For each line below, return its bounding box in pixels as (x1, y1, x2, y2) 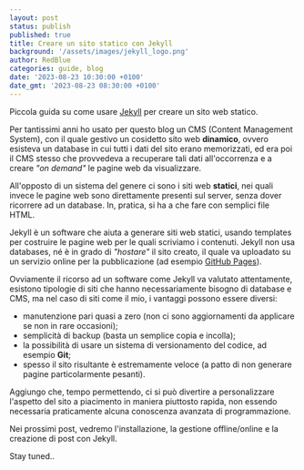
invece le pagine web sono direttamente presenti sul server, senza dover (9, 189, 282, 200)
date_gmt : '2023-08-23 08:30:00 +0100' (9, 81, 161, 90)
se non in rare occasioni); (22, 320, 118, 331)
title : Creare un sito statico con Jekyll (9, 38, 173, 48)
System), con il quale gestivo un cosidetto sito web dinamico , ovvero (9, 133, 269, 144)
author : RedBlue (9, 56, 71, 65)
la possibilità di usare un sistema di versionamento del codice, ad (22, 339, 267, 351)
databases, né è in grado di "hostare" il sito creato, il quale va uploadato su (9, 246, 291, 257)
